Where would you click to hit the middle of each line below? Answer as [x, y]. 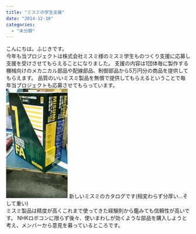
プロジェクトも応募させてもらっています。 [67, 85]
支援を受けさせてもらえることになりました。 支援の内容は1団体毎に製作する [97, 64]
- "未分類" [23, 31]
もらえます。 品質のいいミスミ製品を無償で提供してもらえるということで [93, 78]
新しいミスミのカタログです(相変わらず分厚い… [126, 196]
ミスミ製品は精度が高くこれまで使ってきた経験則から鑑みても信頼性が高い [95, 211]
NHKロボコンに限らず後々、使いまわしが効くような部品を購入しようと [102, 218]
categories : [20, 25]
